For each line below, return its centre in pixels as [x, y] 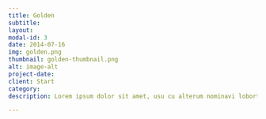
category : [25, 89]
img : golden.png [35, 52]
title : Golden [32, 15]
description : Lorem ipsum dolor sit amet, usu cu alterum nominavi [122, 96]
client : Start [32, 81]
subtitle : [25, 23]
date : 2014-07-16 [37, 45]
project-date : [32, 74]
